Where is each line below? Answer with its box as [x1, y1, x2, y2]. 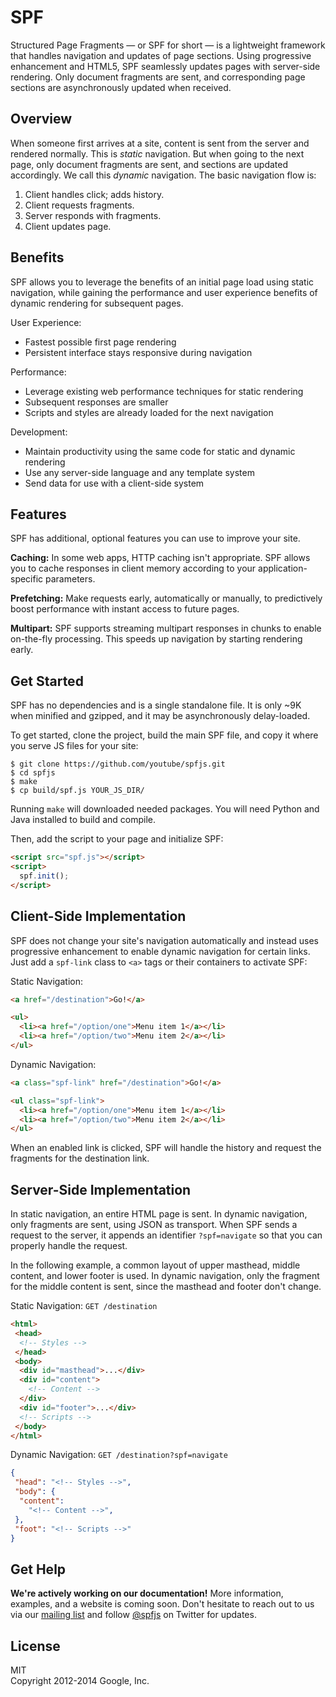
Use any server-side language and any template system [24, 466, 255, 478]
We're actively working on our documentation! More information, [10, 1587, 284, 1600]
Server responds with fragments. [24, 209, 162, 221]
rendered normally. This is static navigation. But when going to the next [10, 147, 305, 160]
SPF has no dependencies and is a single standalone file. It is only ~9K [10, 699, 302, 711]
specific [10, 573, 44, 585]
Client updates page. [24, 220, 112, 232]
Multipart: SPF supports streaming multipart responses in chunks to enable [10, 622, 322, 635]
